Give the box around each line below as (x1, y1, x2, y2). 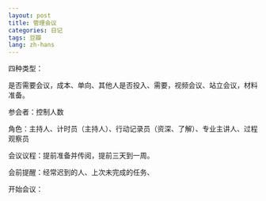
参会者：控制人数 (8, 108, 64, 117)
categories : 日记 (8, 26, 63, 34)
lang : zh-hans (8, 41, 55, 49)
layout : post (8, 11, 51, 20)
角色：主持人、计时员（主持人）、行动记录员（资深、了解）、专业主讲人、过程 (8, 124, 258, 134)
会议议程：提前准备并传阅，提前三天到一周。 (8, 151, 154, 161)
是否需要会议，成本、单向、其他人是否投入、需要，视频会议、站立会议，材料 (8, 81, 258, 90)
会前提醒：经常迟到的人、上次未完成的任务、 (8, 168, 154, 177)
